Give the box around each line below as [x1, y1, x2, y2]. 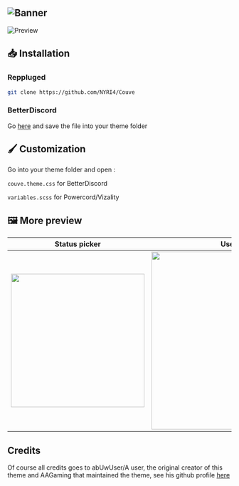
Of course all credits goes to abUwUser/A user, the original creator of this [7, 463, 223, 472]
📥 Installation [7, 48, 70, 60]
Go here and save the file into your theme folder [7, 122, 148, 130]
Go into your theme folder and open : [7, 165, 116, 174]
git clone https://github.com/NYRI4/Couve [7, 88, 135, 96]
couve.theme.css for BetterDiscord [7, 179, 108, 188]
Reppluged [7, 73, 46, 83]
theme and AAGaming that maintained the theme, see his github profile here [7, 471, 230, 480]
